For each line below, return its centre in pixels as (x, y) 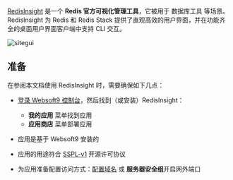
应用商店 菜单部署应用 (60, 124)
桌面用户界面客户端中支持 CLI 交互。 (72, 29)
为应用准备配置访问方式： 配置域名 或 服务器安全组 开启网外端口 (109, 169)
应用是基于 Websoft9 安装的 (58, 139)
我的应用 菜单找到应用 (60, 115)
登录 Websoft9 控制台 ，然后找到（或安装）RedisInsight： (101, 100)
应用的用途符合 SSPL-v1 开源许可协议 (71, 154)
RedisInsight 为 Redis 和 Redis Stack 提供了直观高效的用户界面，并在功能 (114, 20)
